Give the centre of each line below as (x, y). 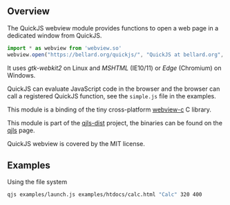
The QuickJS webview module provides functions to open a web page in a (113, 28)
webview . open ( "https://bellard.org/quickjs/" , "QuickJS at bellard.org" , (116, 55)
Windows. (21, 75)
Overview (29, 11)
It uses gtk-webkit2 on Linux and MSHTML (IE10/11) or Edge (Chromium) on (115, 68)
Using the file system (37, 182)
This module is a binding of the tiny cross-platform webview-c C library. (109, 109)
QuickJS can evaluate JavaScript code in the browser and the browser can (114, 89)
